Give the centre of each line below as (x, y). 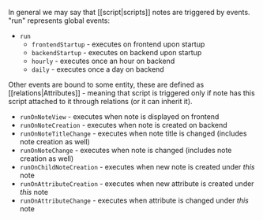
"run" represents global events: (59, 21)
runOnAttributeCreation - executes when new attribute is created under (137, 184)
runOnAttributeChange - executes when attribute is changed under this (134, 200)
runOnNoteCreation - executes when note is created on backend (123, 125)
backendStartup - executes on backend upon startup (116, 52)
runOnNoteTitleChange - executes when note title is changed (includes (133, 133)
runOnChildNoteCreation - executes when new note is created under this (137, 167)
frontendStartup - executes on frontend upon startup (118, 44)
